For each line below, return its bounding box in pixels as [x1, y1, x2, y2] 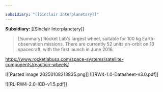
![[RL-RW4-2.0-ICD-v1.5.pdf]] [5, 81, 67, 87]
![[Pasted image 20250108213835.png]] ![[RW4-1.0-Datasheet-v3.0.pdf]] [5, 71, 159, 77]
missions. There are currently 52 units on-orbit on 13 [44, 41, 154, 47]
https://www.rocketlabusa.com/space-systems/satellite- [5, 56, 124, 62]
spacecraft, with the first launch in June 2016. [17, 46, 114, 52]
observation [17, 41, 43, 47]
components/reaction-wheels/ [5, 61, 69, 67]
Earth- [142, 35, 155, 41]
